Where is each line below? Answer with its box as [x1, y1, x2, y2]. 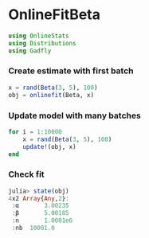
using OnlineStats [8, 32, 69, 40]
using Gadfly [8, 46, 52, 55]
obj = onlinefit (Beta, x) [8, 91, 94, 99]
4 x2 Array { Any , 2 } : [8, 194, 69, 202]
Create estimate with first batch [8, 65, 134, 76]
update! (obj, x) [22, 142, 77, 150]
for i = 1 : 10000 [8, 127, 62, 136]
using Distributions [8, 39, 77, 47]
